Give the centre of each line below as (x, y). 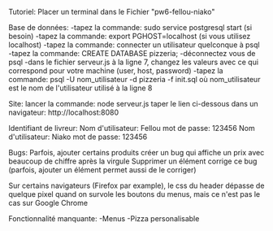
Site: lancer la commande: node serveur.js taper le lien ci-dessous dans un (133, 104)
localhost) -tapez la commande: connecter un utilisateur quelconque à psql (134, 45)
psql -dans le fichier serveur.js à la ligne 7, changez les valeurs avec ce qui (133, 62)
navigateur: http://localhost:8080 (64, 112)
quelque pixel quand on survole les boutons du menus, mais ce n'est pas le (134, 194)
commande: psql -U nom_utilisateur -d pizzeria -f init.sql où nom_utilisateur (134, 79)
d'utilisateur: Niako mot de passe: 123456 (78, 137)
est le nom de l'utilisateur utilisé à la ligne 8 (80, 88)
